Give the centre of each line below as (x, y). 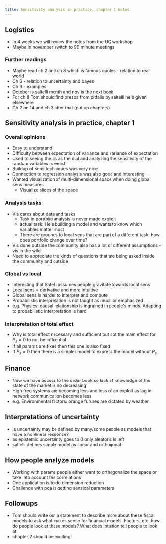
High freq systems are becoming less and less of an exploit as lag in (82, 391)
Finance (18, 368)
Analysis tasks (23, 203)
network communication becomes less (52, 396)
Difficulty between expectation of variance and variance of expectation (85, 153)
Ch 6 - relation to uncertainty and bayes (53, 81)
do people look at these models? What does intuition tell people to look (85, 526)
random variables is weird (39, 163)
